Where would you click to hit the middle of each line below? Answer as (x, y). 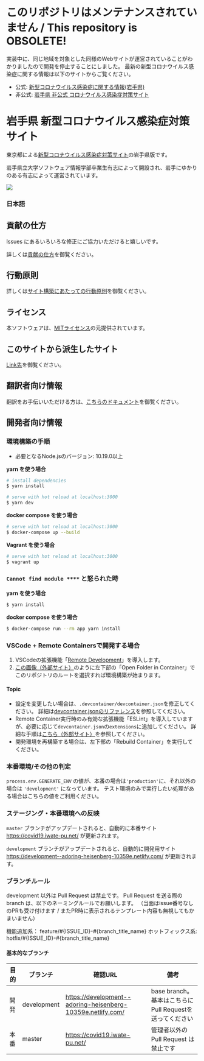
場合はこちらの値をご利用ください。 (56, 796)
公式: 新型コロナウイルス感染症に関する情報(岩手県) (80, 86)
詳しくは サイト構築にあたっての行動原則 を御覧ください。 (78, 291)
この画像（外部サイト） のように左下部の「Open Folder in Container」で (105, 667)
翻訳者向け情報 (34, 386)
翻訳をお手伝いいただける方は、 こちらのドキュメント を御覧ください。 (94, 401)
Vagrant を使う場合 (31, 545)
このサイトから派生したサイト (62, 349)
